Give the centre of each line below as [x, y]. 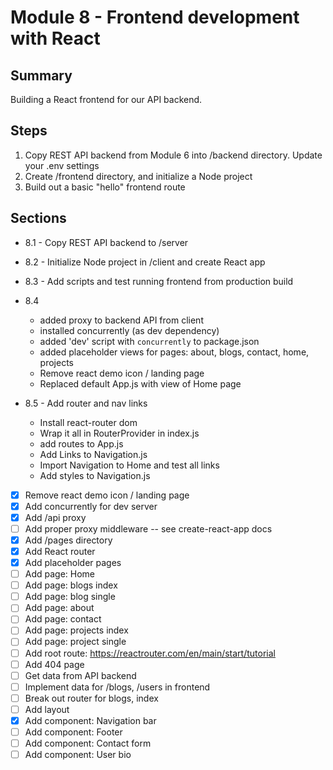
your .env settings [62, 165]
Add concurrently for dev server [91, 506]
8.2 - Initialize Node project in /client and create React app [145, 262]
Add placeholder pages [73, 562]
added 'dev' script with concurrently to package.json [149, 341]
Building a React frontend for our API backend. [106, 99]
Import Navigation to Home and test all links [129, 465]
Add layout [47, 709]
